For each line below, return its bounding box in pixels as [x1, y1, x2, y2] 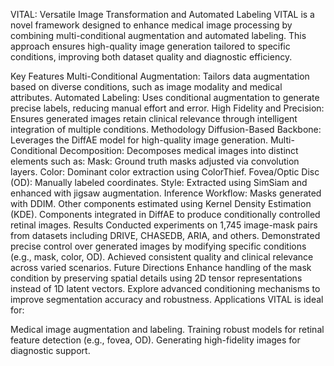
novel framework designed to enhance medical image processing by [10, 19, 293, 31]
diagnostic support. [10, 345, 91, 356]
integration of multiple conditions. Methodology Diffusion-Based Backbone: [10, 124, 322, 135]
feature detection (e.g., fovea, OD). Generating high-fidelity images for [10, 334, 301, 346]
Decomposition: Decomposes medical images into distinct [59, 145, 299, 156]
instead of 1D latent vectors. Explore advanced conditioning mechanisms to [10, 283, 321, 294]
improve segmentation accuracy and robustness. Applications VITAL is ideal [10, 294, 324, 305]
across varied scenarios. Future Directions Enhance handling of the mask [10, 262, 312, 273]
